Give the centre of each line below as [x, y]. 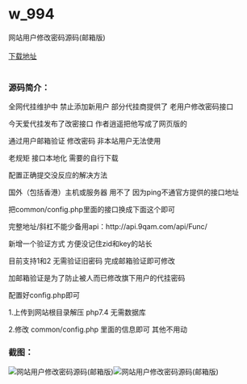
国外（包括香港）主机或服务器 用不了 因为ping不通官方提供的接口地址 [124, 192]
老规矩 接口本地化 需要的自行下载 [63, 158]
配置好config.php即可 [44, 295]
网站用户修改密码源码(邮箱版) [57, 37]
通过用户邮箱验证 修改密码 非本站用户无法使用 [85, 141]
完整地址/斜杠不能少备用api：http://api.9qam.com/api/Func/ [108, 227]
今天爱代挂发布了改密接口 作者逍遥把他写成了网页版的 [98, 124]
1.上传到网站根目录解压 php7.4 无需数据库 [77, 312]
